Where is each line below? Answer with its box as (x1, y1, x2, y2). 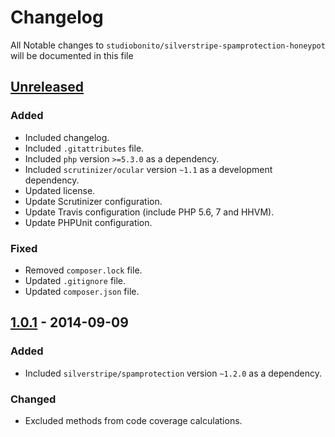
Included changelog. (24, 131, 110, 143)
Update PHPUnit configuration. (24, 216, 153, 228)
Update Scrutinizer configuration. (24, 195, 163, 207)
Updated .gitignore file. (24, 274, 127, 286)
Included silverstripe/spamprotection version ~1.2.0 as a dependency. (24, 367, 323, 379)
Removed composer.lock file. (24, 264, 143, 276)
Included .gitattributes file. (24, 142, 145, 154)
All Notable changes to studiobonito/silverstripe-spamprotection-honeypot (10, 39, 326, 51)
